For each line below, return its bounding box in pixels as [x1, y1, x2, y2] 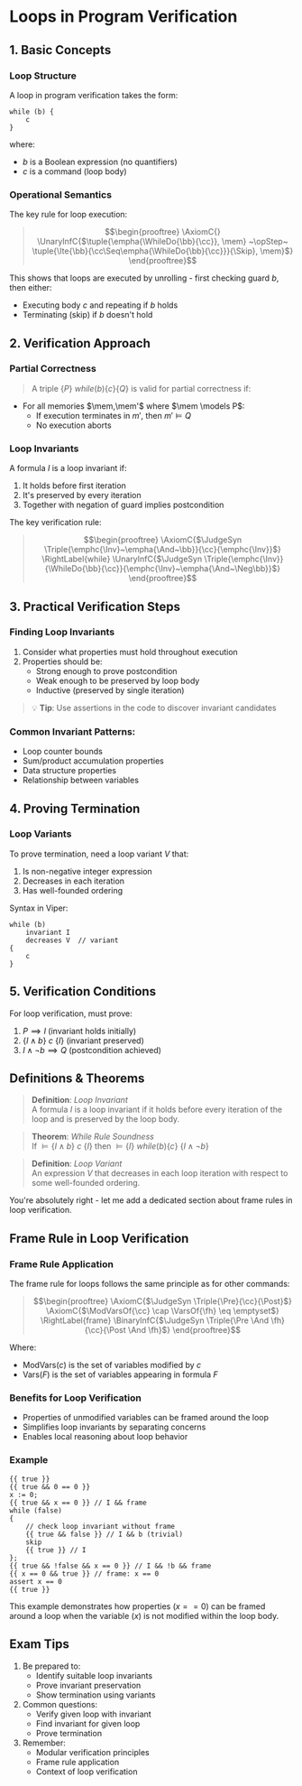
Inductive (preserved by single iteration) [35, 684, 185, 696]
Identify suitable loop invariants [35, 1670, 153, 1680]
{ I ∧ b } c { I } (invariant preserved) [22, 1035, 144, 1046]
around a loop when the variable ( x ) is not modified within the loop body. [9, 1610, 279, 1621]
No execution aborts [35, 420, 112, 430]
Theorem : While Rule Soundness [31, 1131, 155, 1143]
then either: [9, 282, 52, 293]
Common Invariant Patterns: [9, 725, 136, 737]
